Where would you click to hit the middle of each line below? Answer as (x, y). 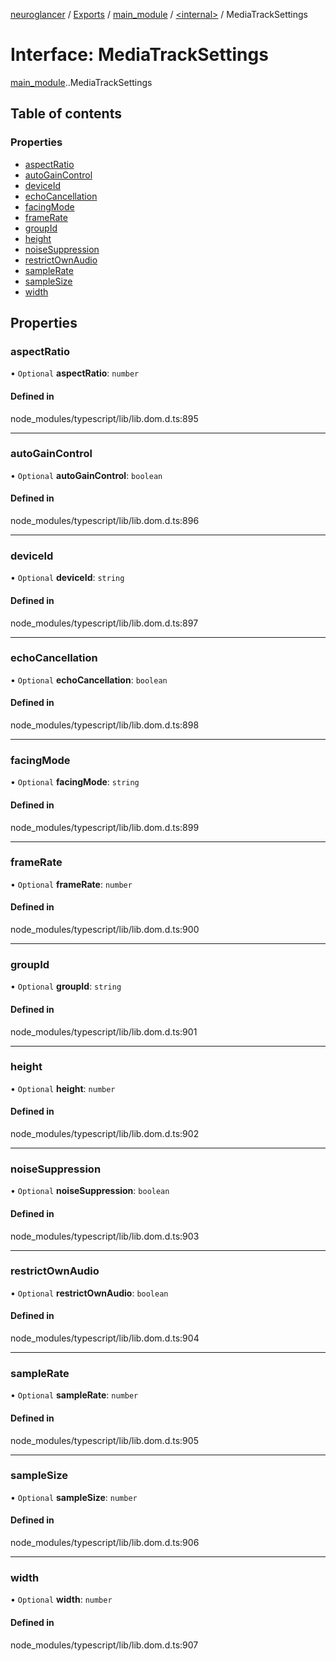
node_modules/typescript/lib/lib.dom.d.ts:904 (105, 1338)
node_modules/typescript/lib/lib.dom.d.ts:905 (104, 1440)
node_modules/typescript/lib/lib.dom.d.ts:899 (105, 827)
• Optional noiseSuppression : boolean (90, 1191)
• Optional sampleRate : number (74, 1395)
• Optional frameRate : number (71, 884)
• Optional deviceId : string (67, 578)
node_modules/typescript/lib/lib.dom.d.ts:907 (104, 1645)
